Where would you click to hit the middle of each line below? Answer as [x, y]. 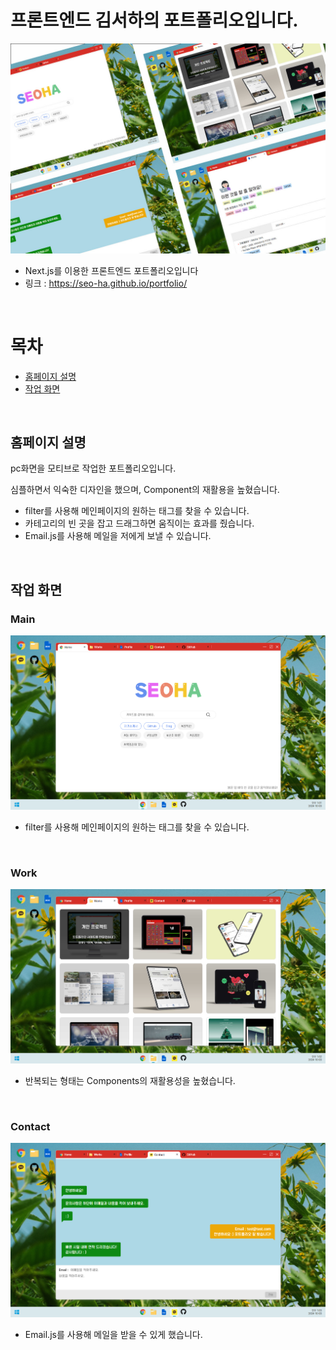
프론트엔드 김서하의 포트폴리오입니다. [154, 20]
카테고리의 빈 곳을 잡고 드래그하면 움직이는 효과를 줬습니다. [139, 523]
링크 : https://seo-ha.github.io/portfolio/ [106, 283]
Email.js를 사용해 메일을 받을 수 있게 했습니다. [113, 1335]
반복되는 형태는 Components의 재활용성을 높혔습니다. [130, 1081]
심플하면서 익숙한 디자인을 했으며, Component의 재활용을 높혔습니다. [145, 490]
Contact [30, 1126]
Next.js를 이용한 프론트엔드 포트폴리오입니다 [111, 270]
